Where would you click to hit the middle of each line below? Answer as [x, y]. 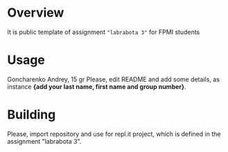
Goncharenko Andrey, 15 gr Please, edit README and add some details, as [114, 79]
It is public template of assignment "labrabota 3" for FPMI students [104, 32]
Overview [36, 13]
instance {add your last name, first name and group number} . [97, 86]
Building [32, 115]
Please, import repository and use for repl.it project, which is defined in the [114, 134]
